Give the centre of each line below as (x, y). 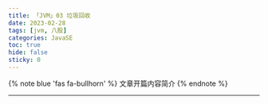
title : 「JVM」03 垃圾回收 (49, 15)
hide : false (28, 52)
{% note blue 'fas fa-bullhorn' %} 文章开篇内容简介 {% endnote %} (118, 83)
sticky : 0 (25, 60)
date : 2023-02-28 (37, 23)
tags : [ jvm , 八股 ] (37, 30)
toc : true (25, 45)
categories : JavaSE (41, 38)
